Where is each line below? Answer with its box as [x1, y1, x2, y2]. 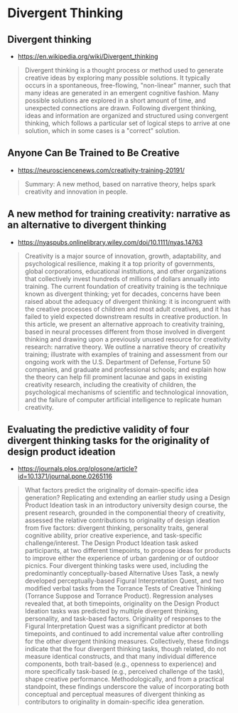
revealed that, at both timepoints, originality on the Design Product [24, 599, 220, 608]
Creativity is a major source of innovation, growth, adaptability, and [24, 251, 222, 260]
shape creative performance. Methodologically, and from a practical [24, 675, 225, 684]
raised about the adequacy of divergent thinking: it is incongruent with [24, 297, 231, 305]
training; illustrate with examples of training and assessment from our [24, 350, 228, 359]
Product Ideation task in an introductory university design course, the [24, 501, 228, 509]
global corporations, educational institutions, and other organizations [24, 267, 227, 275]
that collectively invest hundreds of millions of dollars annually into [24, 274, 220, 282]
